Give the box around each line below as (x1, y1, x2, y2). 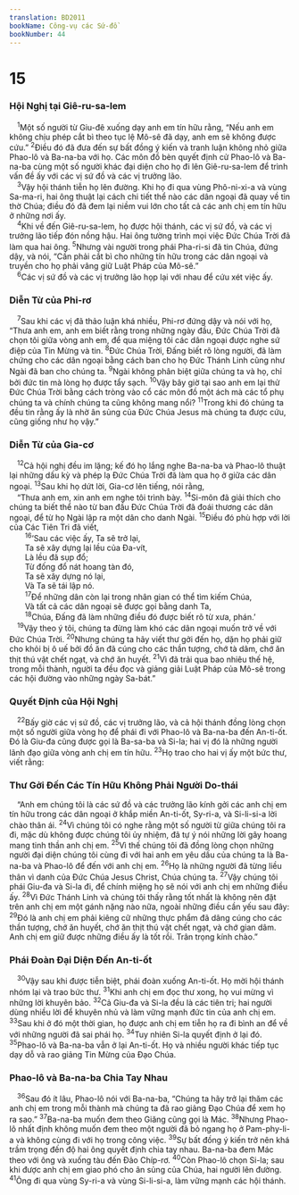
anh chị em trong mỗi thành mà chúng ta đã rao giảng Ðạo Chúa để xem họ (9, 1103, 286, 1114)
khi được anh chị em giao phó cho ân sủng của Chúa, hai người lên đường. (9, 1165, 282, 1175)
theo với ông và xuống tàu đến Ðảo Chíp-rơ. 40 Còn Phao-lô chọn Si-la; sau (9, 1153, 285, 1166)
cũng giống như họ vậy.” (9, 416, 100, 427)
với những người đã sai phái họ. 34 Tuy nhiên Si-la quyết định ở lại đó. (9, 1028, 262, 1040)
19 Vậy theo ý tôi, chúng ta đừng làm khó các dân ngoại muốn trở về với (17, 622, 277, 633)
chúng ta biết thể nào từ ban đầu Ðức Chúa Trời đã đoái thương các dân (9, 501, 274, 512)
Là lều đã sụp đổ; (25, 551, 89, 563)
